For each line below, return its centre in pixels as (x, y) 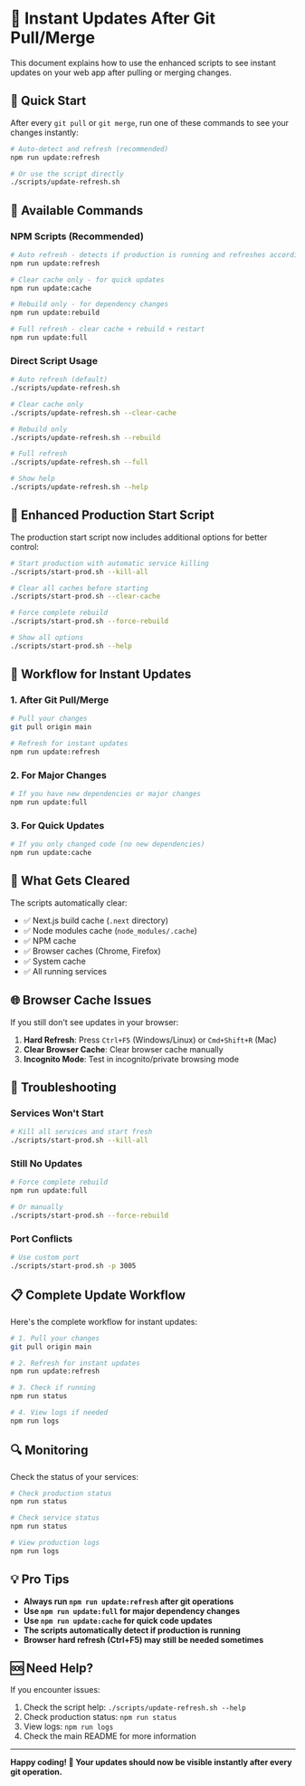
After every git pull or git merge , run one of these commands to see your (149, 122)
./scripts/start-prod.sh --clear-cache (86, 597)
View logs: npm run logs (68, 1727)
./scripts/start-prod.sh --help (71, 646)
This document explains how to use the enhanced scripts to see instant (143, 62)
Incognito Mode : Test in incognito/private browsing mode (131, 1059)
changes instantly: (45, 132)
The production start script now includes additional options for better (139, 537)
